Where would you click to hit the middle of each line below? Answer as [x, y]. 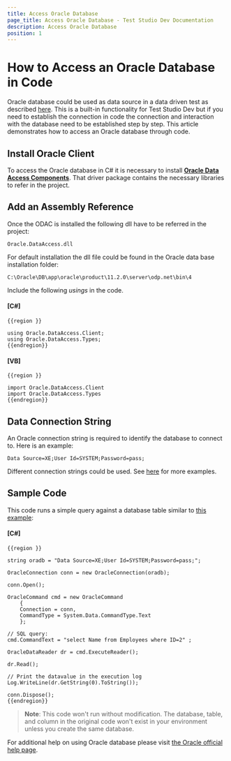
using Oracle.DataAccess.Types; [54, 339]
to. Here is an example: [40, 446]
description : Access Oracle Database [62, 27]
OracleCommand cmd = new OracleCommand [65, 598]
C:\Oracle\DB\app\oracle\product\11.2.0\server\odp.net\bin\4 [99, 277]
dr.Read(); [23, 665]
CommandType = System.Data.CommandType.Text [85, 616]
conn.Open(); [26, 585]
